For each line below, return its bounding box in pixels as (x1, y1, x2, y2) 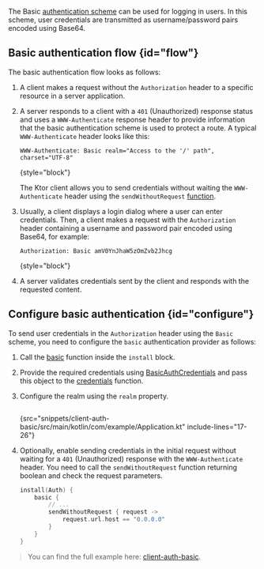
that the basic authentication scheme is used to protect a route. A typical (19, 122, 257, 133)
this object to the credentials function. (19, 375, 144, 386)
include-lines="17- (187, 422, 247, 431)
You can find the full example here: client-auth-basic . (27, 552, 202, 561)
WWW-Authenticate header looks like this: (19, 131, 150, 141)
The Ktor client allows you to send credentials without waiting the (19, 183, 233, 192)
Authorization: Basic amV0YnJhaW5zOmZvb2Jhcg (19, 247, 172, 255)
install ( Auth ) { (19, 486, 74, 494)
